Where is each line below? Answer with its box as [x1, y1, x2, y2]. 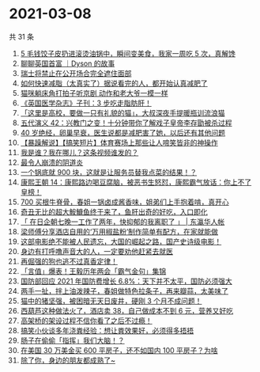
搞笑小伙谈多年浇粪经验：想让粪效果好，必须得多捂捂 [20, 325, 194, 335]
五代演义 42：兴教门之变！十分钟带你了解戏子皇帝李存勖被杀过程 [20, 118, 232, 127]
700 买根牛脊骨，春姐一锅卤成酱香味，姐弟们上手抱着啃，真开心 [20, 197, 230, 207]
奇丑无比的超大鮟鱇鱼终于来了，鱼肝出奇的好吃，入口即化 [20, 207, 208, 216]
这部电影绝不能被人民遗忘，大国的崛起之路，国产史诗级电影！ [20, 237, 222, 246]
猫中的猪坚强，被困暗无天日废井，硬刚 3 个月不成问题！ [20, 296, 202, 306]
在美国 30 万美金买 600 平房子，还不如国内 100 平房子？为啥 [20, 345, 218, 355]
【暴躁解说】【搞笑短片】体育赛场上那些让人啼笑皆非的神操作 [20, 138, 218, 147]
